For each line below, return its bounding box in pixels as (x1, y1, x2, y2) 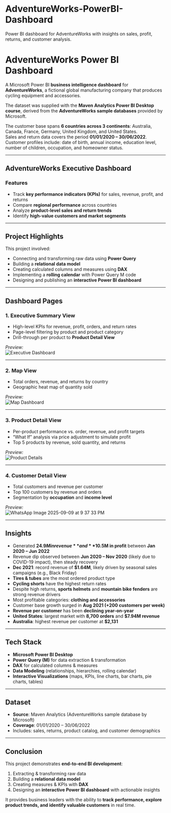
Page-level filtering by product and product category (12, 329, 124, 335)
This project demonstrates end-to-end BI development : (5, 761, 123, 767)
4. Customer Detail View (5, 472, 67, 479)
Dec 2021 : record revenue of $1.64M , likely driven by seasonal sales (12, 564, 157, 570)
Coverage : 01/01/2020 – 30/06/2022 (12, 722, 91, 728)
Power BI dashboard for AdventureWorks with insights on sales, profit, (5, 31, 153, 37)
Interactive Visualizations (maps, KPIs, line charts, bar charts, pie (12, 673, 152, 679)
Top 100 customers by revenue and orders (12, 489, 102, 495)
